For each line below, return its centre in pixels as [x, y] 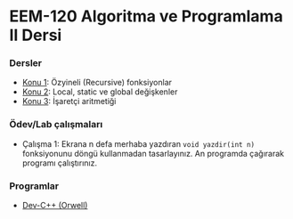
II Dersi [36, 35]
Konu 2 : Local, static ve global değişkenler [100, 92]
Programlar [34, 186]
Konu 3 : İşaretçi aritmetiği [69, 101]
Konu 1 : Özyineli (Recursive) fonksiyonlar [97, 83]
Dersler [26, 63]
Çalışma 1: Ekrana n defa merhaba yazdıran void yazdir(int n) [138, 143]
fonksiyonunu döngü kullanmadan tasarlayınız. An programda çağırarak [153, 153]
